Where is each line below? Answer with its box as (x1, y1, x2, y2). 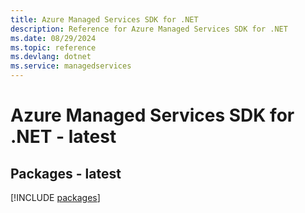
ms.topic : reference (10, 42, 97, 53)
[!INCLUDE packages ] (10, 192, 101, 203)
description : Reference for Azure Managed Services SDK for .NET (10, 24, 288, 34)
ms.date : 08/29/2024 (10, 33, 97, 43)
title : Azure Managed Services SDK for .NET (10, 14, 199, 25)
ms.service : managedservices (10, 61, 132, 71)
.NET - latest (10, 126, 117, 148)
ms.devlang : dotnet (10, 52, 92, 62)
